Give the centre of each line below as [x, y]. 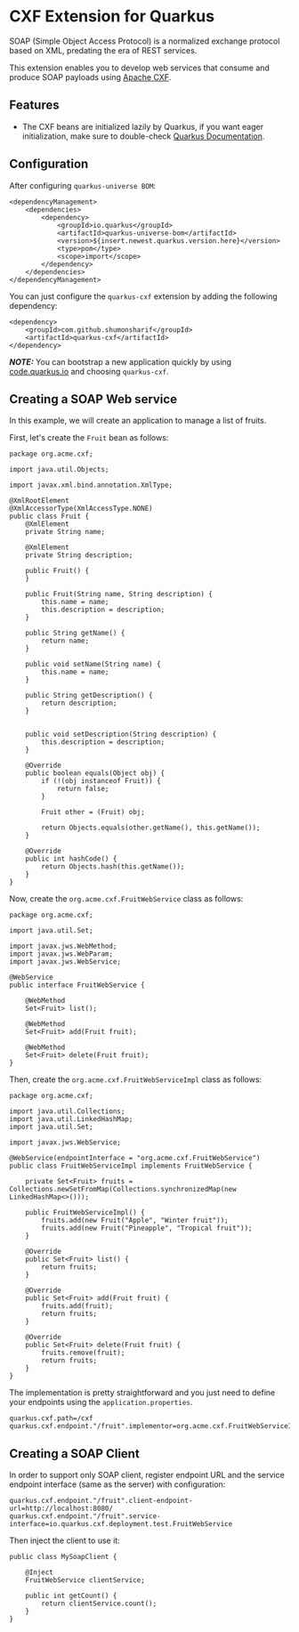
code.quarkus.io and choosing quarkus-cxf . [89, 371]
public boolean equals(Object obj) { [95, 773]
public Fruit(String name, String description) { [119, 594]
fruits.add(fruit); [77, 1306]
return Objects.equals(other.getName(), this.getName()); [151, 828]
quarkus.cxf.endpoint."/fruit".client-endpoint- [101, 1501]
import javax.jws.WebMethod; [63, 946]
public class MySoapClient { [63, 1557]
